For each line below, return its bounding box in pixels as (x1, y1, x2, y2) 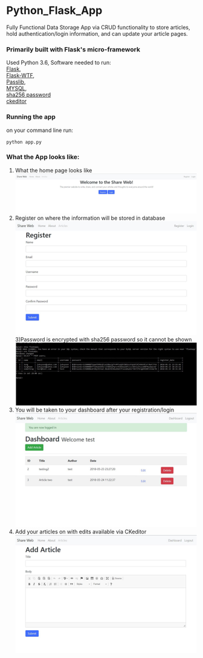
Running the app (6, 113, 56, 121)
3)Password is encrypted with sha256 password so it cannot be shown (14, 335, 192, 343)
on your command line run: (6, 127, 74, 134)
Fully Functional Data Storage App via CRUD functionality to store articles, (6, 24, 190, 31)
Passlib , (6, 78, 26, 85)
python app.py (6, 139, 42, 145)
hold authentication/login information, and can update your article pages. (6, 30, 188, 37)
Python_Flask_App (6, 4, 103, 18)
